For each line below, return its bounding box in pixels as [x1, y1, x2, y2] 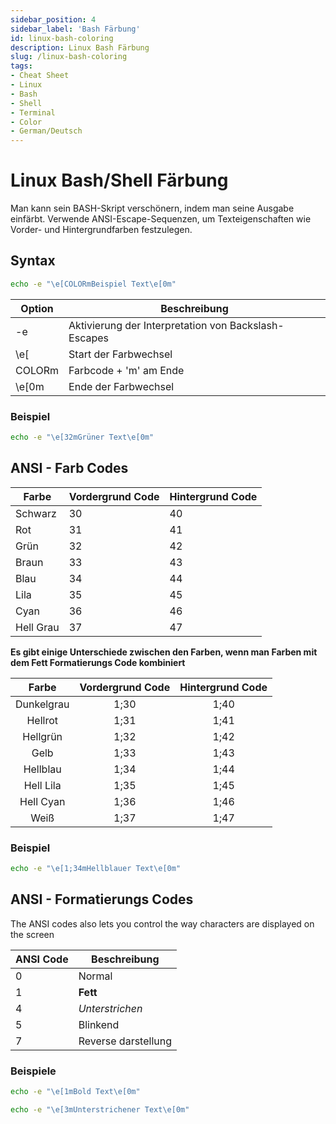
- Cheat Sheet [10, 71, 70, 81]
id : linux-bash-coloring [10, 33, 114, 43]
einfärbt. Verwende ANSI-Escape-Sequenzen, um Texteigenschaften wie [10, 213, 312, 225]
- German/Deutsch [10, 126, 83, 136]
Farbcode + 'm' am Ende [68, 363, 185, 377]
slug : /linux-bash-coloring [10, 52, 128, 62]
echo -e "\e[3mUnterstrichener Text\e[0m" [10, 1104, 190, 1115]
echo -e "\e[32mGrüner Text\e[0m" [10, 432, 155, 443]
